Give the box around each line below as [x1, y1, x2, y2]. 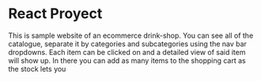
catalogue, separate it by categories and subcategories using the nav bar [8, 39, 248, 48]
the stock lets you [8, 64, 66, 73]
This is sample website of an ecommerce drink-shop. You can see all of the [8, 31, 254, 40]
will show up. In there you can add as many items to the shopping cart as [8, 56, 247, 65]
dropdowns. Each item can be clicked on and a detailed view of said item [8, 47, 246, 57]
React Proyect [8, 5, 103, 23]
